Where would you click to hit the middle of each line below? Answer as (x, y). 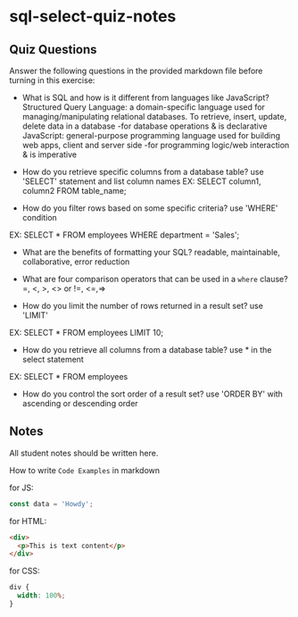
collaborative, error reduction (76, 262)
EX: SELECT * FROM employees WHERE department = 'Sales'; (124, 235)
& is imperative (50, 154)
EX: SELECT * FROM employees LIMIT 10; (86, 333)
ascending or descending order (80, 403)
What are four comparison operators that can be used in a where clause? (155, 279)
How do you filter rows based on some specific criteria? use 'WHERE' (150, 208)
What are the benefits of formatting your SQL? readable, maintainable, (151, 252)
